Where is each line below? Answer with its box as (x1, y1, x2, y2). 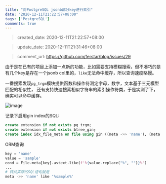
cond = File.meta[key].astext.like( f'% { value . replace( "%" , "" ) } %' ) (5, 160, 147, 165)
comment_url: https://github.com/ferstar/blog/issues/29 (17, 54, 131, 60)
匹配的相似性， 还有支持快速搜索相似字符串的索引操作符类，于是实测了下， (5, 87, 158, 93)
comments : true (5, 21, 37, 26)
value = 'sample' (5, 156, 41, 161)
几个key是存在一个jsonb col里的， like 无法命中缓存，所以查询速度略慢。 (9, 70, 157, 76)
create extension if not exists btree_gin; (5, 127, 96, 132)
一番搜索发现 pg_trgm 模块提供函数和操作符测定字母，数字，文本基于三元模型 (5, 80, 160, 86)
